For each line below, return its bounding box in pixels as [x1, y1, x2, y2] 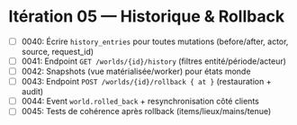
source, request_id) [21, 47, 94, 57]
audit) [21, 86, 44, 97]
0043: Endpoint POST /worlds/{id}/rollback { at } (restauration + [21, 76, 272, 87]
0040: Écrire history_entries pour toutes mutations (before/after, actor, [21, 36, 289, 47]
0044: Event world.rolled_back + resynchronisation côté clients [21, 96, 260, 107]
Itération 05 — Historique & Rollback [8, 6, 285, 27]
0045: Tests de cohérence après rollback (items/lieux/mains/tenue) [21, 106, 272, 117]
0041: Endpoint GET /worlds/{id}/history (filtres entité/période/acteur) [21, 56, 287, 67]
